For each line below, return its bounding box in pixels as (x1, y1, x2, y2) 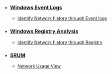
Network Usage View (17, 63, 61, 69)
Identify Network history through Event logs (17, 15, 107, 21)
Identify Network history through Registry (17, 39, 103, 45)
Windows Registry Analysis (9, 28, 79, 35)
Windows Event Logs (9, 4, 62, 11)
